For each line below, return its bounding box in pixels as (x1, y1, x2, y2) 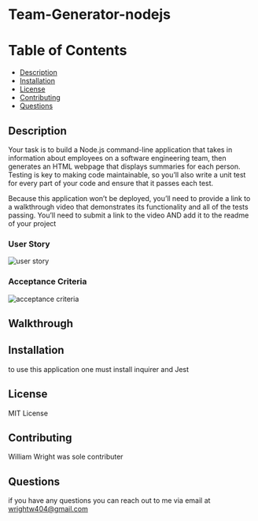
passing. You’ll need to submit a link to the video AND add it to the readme (8, 210, 249, 220)
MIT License (8, 408, 49, 418)
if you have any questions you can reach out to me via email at (8, 496, 211, 505)
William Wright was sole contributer (8, 452, 123, 462)
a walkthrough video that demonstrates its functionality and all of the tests (8, 202, 249, 211)
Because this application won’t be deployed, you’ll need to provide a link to (8, 193, 251, 203)
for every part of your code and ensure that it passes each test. (8, 178, 214, 188)
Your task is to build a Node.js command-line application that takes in (8, 144, 233, 154)
